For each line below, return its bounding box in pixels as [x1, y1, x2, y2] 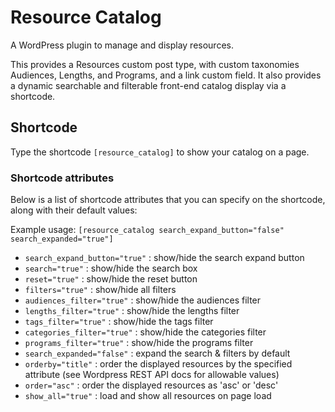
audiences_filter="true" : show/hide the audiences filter [24, 294, 262, 306]
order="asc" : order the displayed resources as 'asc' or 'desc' [24, 379, 279, 391]
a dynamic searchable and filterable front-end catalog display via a [10, 79, 287, 91]
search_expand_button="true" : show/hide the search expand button [24, 252, 305, 264]
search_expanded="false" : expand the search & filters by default [24, 347, 291, 360]
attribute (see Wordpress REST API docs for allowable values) [24, 369, 280, 381]
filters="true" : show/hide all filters [24, 284, 177, 296]
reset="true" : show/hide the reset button [24, 273, 198, 285]
